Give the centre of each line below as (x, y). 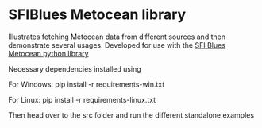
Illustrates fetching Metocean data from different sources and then (117, 37)
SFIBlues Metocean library (97, 15)
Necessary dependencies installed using (75, 68)
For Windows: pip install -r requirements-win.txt (87, 84)
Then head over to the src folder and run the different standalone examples (131, 115)
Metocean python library (48, 53)
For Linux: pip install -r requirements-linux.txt (82, 99)
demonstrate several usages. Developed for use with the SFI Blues (117, 45)
